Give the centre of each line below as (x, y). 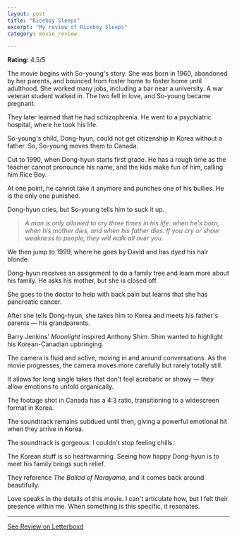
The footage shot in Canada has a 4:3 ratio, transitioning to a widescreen (114, 401)
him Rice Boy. (27, 175)
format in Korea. (31, 408)
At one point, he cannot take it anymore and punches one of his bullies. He (116, 189)
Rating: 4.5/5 (26, 60)
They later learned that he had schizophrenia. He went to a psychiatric (109, 117)
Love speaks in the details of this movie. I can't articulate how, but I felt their (118, 499)
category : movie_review (42, 34)
